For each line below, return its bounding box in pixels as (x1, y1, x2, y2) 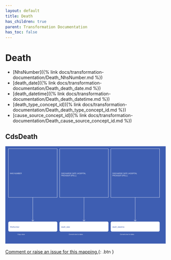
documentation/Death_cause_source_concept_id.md (12, 118, 123, 124)
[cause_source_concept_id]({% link (12, 112, 87, 119)
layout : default (5, 8, 40, 13)
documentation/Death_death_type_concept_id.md (12, 107, 117, 113)
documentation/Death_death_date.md (12, 85, 92, 92)
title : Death (5, 13, 33, 19)
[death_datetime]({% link (12, 91, 65, 97)
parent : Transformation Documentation (5, 24, 88, 30)
